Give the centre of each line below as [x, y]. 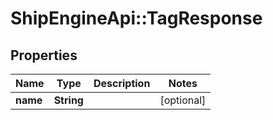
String [68, 100]
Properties [44, 55]
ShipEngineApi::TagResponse [136, 18]
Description [122, 83]
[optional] [183, 100]
